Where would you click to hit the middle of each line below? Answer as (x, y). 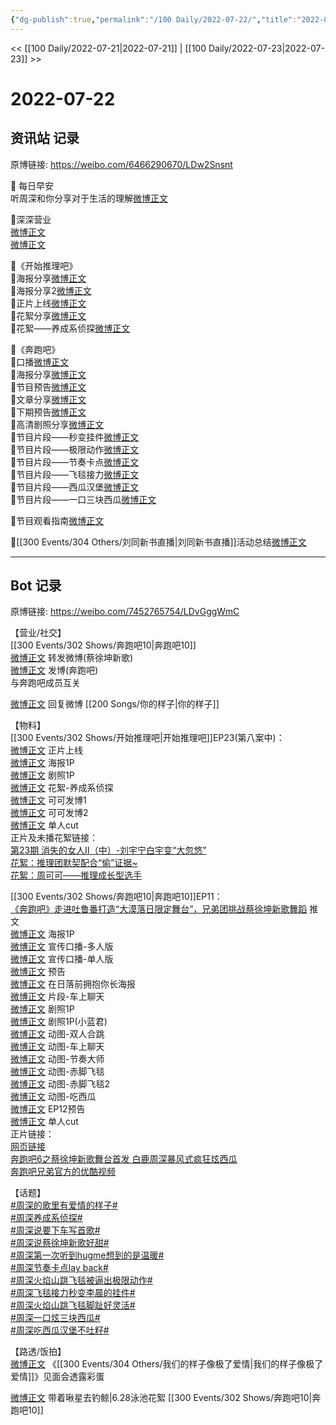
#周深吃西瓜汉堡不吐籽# (60, 1330)
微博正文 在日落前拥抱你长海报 (73, 984)
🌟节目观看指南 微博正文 (57, 520)
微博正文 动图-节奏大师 (57, 1059)
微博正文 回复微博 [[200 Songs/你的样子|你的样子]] (115, 704)
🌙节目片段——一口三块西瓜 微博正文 (83, 499)
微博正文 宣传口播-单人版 (62, 959)
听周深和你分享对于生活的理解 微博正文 (89, 198)
